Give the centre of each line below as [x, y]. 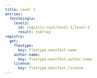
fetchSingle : [23, 18]
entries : [14, 14]
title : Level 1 [20, 9]
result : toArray [34, 32]
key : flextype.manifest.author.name [55, 59]
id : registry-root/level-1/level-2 [54, 28]
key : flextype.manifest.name [47, 50]
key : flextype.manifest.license [50, 68]
